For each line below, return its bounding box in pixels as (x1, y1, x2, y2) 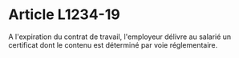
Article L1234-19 (8, 6, 120, 24)
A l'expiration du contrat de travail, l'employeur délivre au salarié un (8, 32, 232, 41)
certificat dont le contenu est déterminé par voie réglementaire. (8, 40, 218, 49)
